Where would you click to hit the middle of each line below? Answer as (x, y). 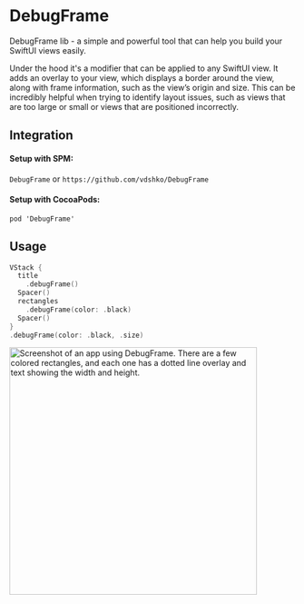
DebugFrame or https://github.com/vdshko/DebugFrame (109, 179)
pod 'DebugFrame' (42, 219)
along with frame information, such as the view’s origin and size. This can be (152, 87)
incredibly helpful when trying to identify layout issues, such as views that (147, 97)
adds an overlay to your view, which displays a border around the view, (142, 77)
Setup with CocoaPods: (55, 200)
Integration (42, 136)
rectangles (38, 302)
